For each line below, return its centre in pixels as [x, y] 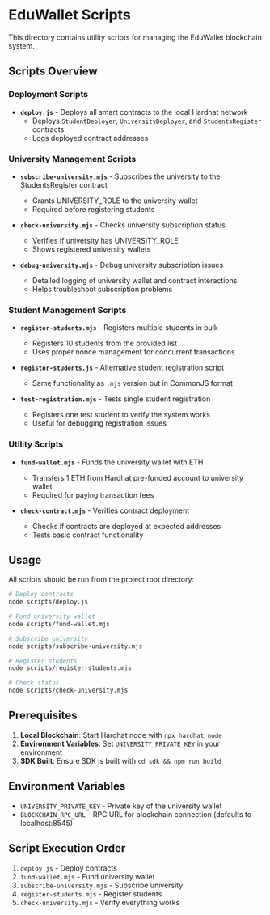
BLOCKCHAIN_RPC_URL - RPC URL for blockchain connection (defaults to [136, 814]
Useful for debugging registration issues [99, 423]
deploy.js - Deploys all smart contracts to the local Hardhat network [134, 112]
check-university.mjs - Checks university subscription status [123, 225]
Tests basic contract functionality [88, 535]
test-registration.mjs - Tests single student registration [115, 399]
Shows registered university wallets [91, 249]
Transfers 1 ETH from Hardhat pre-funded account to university [138, 477]
